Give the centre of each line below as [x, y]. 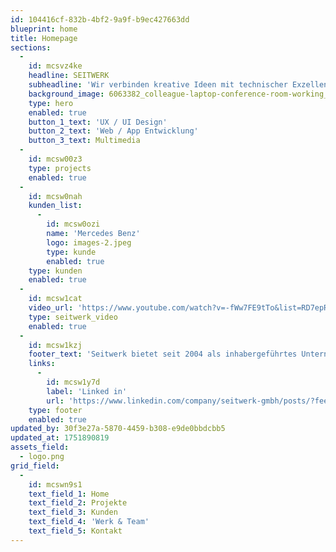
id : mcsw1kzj [55, 345]
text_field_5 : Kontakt [75, 531]
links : [42, 364]
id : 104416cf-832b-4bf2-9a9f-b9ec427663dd [100, 19]
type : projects [60, 168]
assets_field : [40, 447]
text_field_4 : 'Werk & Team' [89, 522]
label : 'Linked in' [87, 391]
